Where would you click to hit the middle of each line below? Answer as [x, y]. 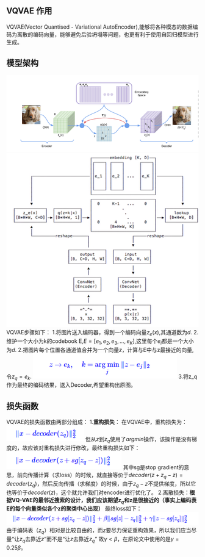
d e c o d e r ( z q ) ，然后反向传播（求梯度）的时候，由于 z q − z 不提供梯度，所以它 [101, 484]
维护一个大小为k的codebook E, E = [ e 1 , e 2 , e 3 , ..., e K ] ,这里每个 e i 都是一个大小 [100, 342]
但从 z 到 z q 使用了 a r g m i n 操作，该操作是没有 [138, 440]
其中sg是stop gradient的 [153, 467]
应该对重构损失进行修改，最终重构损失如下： [84, 448]
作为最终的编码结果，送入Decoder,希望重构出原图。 [71, 385]
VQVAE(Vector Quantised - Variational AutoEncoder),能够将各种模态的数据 [100, 27]
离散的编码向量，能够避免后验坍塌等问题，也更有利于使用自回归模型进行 [108, 34]
